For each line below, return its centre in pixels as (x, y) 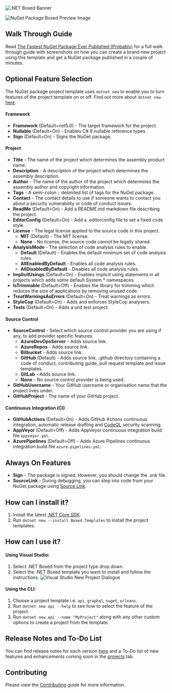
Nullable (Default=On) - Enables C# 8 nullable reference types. (80, 131)
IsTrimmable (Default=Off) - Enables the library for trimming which (83, 286)
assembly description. (36, 176)
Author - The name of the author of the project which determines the (86, 182)
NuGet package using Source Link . (50, 486)
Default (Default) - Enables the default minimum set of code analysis (93, 253)
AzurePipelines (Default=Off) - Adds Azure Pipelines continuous (81, 441)
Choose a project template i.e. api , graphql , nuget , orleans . (75, 600)
